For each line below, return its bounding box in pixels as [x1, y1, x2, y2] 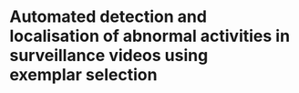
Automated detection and [9, 6, 208, 27]
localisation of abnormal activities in [9, 26, 290, 46]
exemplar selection [9, 65, 158, 86]
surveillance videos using [9, 46, 209, 66]
